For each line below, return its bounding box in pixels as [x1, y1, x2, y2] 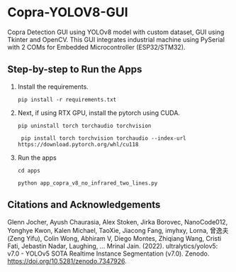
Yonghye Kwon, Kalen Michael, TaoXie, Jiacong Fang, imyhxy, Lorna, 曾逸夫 [7, 226, 229, 234]
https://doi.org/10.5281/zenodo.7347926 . [7, 256, 128, 265]
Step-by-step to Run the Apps [7, 63, 142, 75]
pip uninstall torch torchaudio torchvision [17, 122, 152, 129]
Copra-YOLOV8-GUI [7, 4, 129, 21]
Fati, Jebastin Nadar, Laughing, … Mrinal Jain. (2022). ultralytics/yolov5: [7, 241, 218, 250]
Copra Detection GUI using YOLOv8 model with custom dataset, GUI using [7, 28, 225, 36]
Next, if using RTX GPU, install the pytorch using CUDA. [17, 108, 181, 117]
